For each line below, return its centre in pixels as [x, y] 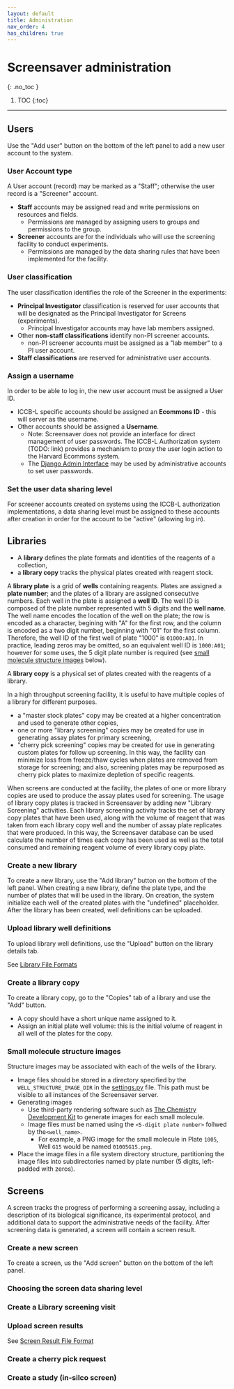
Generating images [45, 1103]
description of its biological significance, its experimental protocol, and [109, 1215]
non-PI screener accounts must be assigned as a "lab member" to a [125, 343]
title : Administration [40, 20]
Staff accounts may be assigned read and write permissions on [108, 207]
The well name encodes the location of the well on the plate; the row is [109, 615]
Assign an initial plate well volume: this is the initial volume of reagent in [120, 1026]
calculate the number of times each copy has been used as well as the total [116, 840]
